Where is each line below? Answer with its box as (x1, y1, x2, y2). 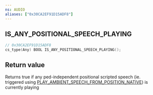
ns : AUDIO (5, 7, 25, 12)
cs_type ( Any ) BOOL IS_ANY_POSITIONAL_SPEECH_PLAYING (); (5, 47, 121, 52)
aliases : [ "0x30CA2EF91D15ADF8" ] (5, 12, 73, 17)
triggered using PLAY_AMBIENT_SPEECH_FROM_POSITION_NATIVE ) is (5, 79, 148, 85)
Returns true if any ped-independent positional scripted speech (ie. (5, 74, 141, 80)
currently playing (5, 84, 39, 90)
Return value (5, 61, 45, 69)
